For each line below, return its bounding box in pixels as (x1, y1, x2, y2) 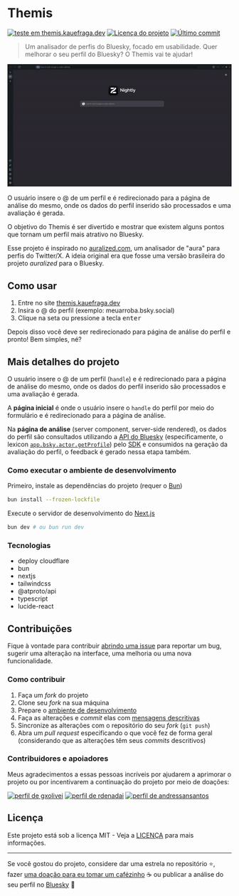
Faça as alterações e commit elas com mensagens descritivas (17, 713, 201, 722)
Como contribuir (7, 675, 65, 685)
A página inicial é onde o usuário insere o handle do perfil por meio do (7, 404, 215, 412)
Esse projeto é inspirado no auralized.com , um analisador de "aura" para (7, 244, 221, 253)
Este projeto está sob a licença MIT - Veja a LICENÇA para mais (7, 831, 194, 839)
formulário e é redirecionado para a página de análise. (7, 411, 166, 420)
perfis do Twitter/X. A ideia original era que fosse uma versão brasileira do (7, 251, 225, 260)
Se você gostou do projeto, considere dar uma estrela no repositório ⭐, (7, 859, 216, 868)
